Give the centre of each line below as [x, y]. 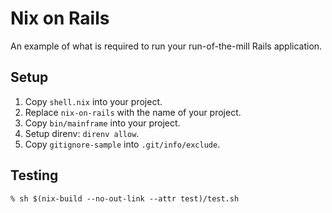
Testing [34, 175]
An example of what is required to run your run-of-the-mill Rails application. [166, 46]
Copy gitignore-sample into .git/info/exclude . [122, 144]
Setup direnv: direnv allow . [82, 133]
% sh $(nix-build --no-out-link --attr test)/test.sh [125, 198]
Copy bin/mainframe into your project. [102, 123]
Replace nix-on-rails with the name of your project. [133, 112]
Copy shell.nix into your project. [93, 101]
